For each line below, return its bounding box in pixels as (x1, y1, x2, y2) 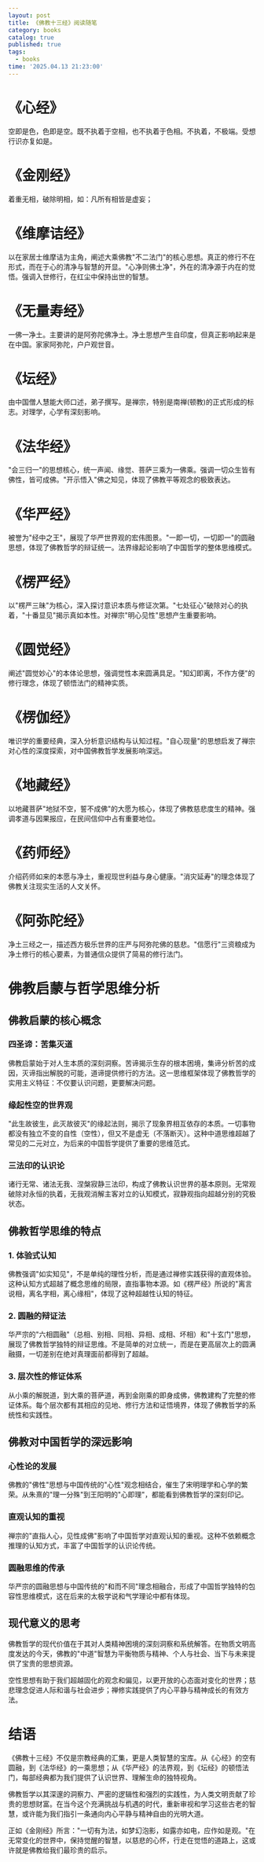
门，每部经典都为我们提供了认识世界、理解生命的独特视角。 (8, 1772, 201, 1782)
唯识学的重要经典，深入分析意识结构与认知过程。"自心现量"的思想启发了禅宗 (8, 736, 256, 746)
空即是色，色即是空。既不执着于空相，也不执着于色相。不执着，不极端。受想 (8, 127, 256, 136)
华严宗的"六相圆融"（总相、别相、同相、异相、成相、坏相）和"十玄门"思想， (8, 1330, 255, 1339)
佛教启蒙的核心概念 (8, 1013, 101, 1026)
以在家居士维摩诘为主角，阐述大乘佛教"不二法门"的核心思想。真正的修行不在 (8, 252, 256, 262)
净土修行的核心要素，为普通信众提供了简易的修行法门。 (8, 949, 187, 959)
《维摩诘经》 (8, 225, 92, 242)
